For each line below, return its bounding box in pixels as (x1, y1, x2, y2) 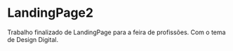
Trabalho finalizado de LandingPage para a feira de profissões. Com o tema (7, 28, 226, 36)
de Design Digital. (7, 35, 58, 43)
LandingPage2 (7, 5, 93, 21)
